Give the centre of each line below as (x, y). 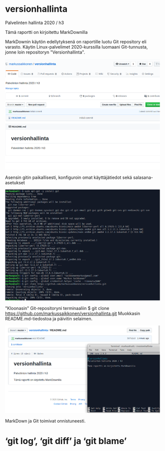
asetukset (15, 182)
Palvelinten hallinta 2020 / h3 (35, 23)
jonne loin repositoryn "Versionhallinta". (45, 52)
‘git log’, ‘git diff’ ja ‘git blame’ (66, 441)
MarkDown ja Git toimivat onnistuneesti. (45, 421)
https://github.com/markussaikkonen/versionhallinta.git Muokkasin (73, 313)
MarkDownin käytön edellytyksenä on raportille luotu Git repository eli (76, 42)
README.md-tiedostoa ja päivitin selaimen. (49, 319)
